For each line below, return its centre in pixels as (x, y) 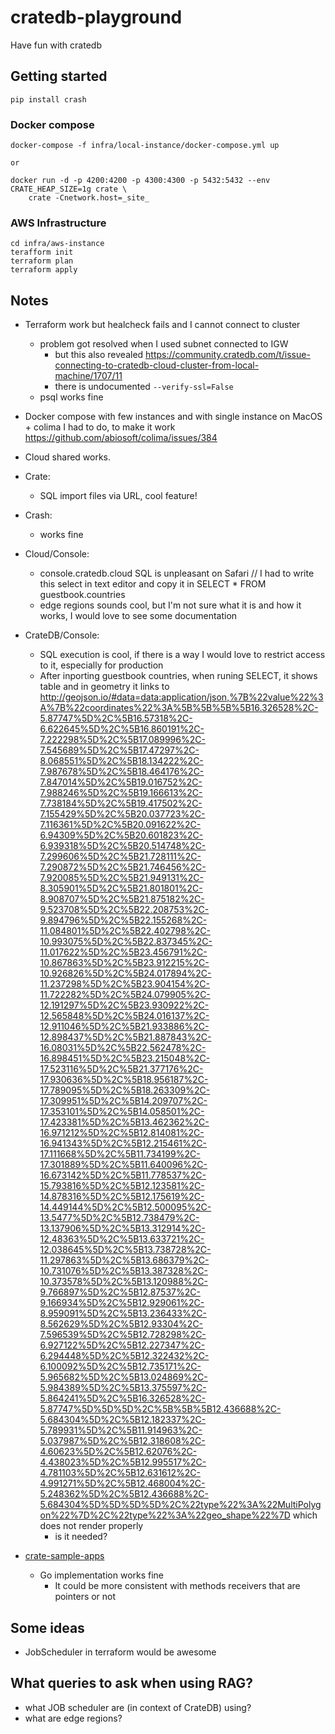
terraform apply (44, 270)
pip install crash (48, 99)
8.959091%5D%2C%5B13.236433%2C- (123, 1313)
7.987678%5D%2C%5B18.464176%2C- (122, 772)
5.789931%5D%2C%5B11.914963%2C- (121, 1430)
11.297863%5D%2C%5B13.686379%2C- (124, 1260)
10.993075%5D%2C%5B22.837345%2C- (126, 942)
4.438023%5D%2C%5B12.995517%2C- (123, 1462)
